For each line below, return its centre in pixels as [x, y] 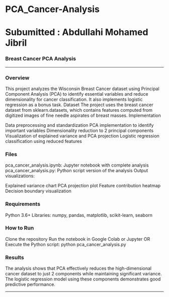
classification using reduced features [44, 141]
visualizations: [20, 176]
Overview [17, 78]
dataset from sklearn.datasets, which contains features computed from [79, 110]
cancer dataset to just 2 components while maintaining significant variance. [83, 274]
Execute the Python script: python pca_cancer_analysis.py [66, 244]
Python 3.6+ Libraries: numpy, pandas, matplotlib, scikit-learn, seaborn [79, 215]
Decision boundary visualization [38, 191]
